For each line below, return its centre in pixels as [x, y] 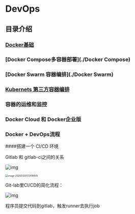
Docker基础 [20, 45]
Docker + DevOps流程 [33, 135]
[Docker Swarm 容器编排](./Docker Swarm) [59, 74]
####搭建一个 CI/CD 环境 [32, 146]
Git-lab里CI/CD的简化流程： [34, 185]
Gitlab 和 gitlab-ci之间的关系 [35, 157]
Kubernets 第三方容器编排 [37, 90]
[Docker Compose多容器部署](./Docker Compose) [68, 60]
